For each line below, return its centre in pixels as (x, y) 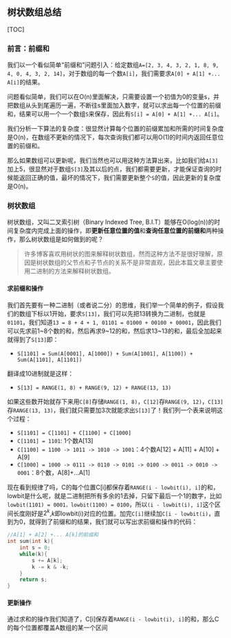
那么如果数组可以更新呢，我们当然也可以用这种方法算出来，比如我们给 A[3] (113, 161)
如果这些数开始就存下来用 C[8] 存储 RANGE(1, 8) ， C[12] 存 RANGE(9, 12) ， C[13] (115, 401)
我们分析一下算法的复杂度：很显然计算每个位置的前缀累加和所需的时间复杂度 (115, 129)
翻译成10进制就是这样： (41, 373)
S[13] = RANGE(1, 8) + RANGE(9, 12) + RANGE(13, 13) (94, 388)
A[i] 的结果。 (25, 82)
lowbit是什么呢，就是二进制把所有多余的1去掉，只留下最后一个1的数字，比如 (114, 495)
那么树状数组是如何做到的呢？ (61, 239)
